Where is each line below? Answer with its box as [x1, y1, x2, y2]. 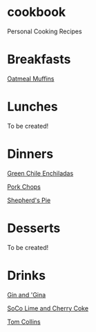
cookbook [7, 4, 66, 20]
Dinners [7, 147, 54, 162]
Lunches [7, 99, 58, 115]
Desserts [7, 220, 61, 236]
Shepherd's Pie [7, 196, 51, 204]
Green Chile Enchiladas [7, 169, 74, 177]
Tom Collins [7, 317, 41, 326]
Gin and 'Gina [7, 290, 46, 299]
